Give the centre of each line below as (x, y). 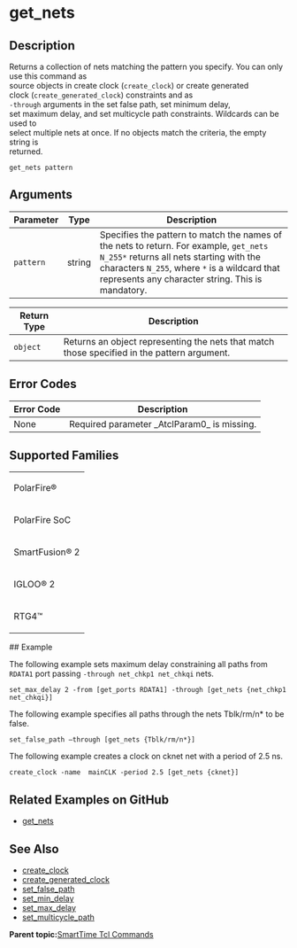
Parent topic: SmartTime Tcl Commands (82, 935)
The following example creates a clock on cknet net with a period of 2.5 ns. (146, 757)
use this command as (48, 76)
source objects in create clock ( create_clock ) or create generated (129, 85)
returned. (26, 152)
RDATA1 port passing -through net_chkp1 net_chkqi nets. (112, 674)
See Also (34, 849)
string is (24, 142)
